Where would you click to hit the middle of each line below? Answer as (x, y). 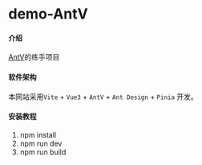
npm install (38, 134)
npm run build (43, 152)
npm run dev (41, 143)
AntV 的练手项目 (34, 57)
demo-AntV (48, 14)
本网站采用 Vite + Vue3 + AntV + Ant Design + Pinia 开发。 (103, 97)
